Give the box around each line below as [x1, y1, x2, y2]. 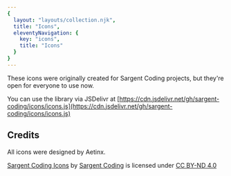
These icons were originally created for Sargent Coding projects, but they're [7, 74, 225, 82]
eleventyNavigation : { [13, 29, 79, 37]
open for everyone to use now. [7, 81, 95, 90]
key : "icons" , [19, 36, 60, 43]
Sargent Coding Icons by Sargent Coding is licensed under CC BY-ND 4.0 [7, 161, 217, 169]
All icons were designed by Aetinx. [7, 148, 106, 156]
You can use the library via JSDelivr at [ [7, 95, 120, 103]
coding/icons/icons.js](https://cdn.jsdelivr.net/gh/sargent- [7, 101, 173, 110]
